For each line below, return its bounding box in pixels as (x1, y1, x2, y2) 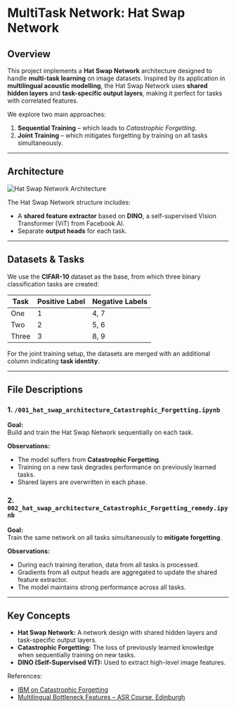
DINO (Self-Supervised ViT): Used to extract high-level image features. (17, 658, 226, 666)
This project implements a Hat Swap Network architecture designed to (7, 67, 213, 75)
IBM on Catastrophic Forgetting (17, 685, 109, 694)
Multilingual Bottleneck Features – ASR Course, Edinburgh (17, 693, 185, 702)
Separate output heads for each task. (17, 227, 127, 235)
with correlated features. (7, 96, 79, 105)
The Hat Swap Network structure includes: (7, 198, 131, 206)
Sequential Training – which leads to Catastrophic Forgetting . (17, 124, 197, 132)
